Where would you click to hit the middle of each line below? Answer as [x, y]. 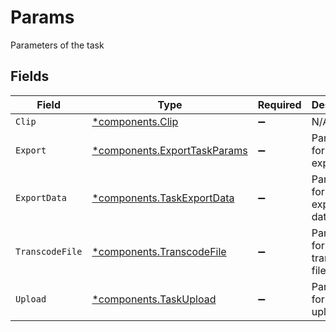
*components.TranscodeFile [159, 251]
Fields [30, 76]
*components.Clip [135, 121]
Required [279, 104]
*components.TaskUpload [154, 299]
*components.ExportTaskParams [169, 150]
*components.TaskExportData [163, 198]
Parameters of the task [57, 45]
